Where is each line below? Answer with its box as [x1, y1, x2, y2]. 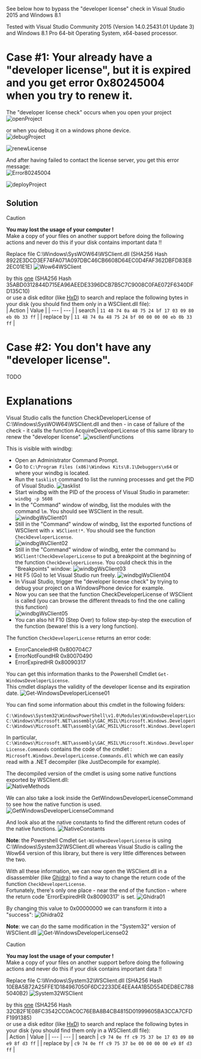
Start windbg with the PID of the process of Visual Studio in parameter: [14, 488, 190, 495]
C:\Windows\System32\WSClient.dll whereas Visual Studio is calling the [6, 843, 183, 850]
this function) [14, 603, 48, 611]
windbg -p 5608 [14, 496, 53, 502]
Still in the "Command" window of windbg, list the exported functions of [14, 520, 193, 528]
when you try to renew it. [6, 89, 133, 103]
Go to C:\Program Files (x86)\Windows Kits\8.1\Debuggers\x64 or [14, 463, 179, 470]
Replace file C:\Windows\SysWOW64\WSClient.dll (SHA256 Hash [6, 250, 167, 257]
